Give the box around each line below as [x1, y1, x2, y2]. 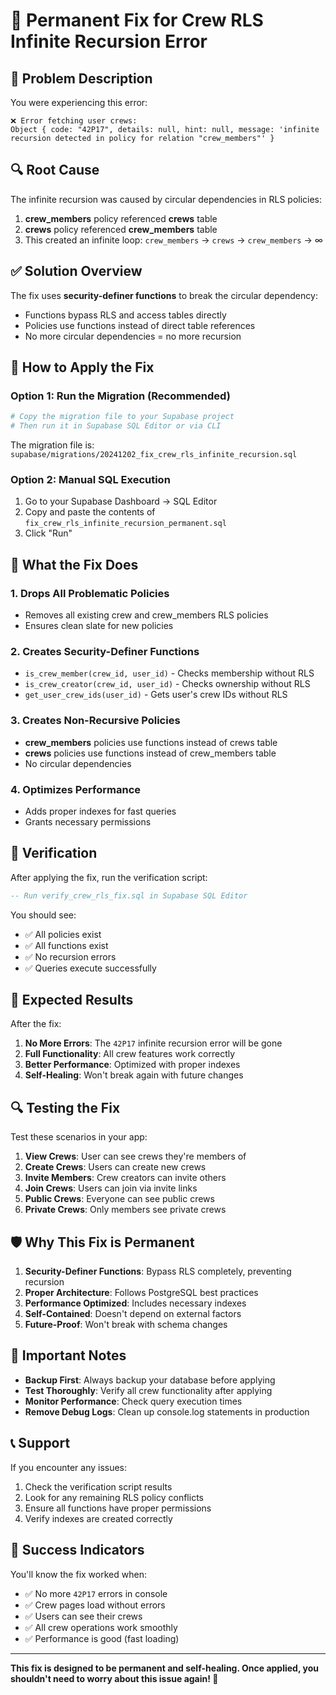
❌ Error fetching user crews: [10, 116, 138, 126]
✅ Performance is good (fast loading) [24, 1632, 180, 1644]
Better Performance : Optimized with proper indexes [24, 1059, 241, 1071]
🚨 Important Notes [10, 1347, 127, 1364]
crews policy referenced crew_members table [24, 223, 218, 235]
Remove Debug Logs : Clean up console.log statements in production [24, 1405, 310, 1418]
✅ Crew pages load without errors [24, 1599, 166, 1611]
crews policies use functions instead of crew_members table [24, 747, 277, 759]
